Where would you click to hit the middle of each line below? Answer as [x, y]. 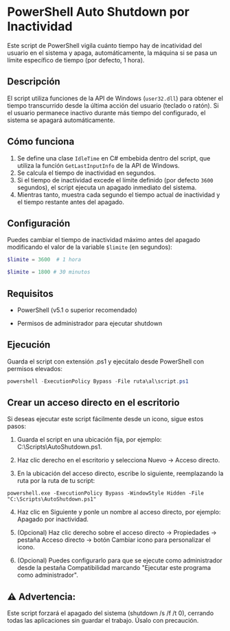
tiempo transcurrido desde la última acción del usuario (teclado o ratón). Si [113, 105]
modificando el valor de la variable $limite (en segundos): [90, 247]
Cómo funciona [41, 142]
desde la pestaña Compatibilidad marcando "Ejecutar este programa [114, 568]
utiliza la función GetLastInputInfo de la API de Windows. [98, 165]
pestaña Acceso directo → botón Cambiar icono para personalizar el [114, 540]
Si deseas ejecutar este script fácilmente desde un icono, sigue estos [105, 419]
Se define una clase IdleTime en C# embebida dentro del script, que [114, 158]
